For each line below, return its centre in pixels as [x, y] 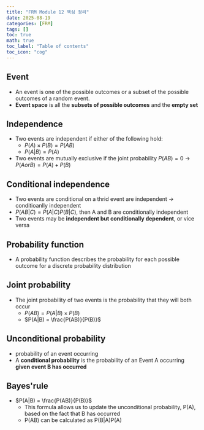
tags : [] [17, 29]
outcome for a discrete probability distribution [73, 266]
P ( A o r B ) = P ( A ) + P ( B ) [43, 165]
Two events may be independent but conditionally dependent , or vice [105, 219]
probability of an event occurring [57, 353]
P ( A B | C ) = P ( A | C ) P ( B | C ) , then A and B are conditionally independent [102, 212]
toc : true [19, 35]
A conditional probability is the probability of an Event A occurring [100, 360]
